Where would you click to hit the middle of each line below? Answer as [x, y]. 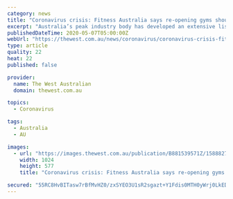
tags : [15, 122]
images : [18, 147]
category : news [29, 13]
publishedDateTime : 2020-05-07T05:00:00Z [68, 33]
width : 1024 [37, 160]
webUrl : [18, 39]
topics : [18, 103]
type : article [28, 46]
